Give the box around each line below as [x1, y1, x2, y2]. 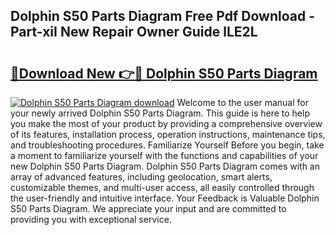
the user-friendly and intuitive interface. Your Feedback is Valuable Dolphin [10, 192, 320, 204]
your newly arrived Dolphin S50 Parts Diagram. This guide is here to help [10, 107, 310, 119]
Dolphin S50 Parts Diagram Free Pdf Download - [10, 8, 316, 25]
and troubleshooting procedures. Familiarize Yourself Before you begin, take [10, 139, 325, 151]
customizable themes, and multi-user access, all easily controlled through [10, 182, 315, 193]
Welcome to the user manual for [176, 97, 309, 108]
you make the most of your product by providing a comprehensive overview [10, 118, 323, 129]
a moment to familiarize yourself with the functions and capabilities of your [10, 150, 319, 161]
